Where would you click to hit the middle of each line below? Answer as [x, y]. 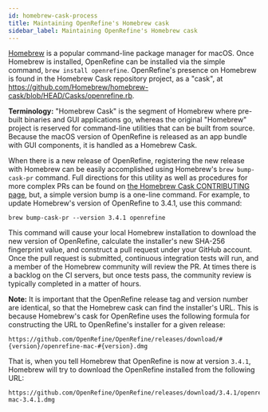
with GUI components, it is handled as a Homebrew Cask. [103, 146]
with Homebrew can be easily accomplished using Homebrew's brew [121, 170]
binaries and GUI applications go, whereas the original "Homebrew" [136, 120]
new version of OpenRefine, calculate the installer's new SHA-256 [117, 242]
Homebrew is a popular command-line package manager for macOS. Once [131, 54]
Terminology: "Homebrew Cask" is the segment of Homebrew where [122, 111]
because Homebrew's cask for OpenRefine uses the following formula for [129, 316]
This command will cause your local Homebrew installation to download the [132, 233]
